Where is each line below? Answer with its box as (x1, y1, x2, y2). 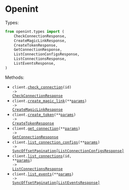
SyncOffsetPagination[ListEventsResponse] (12, 180, 100, 185)
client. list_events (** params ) (12, 171, 74, 177)
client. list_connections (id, (12, 153, 72, 159)
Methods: (5, 74, 24, 80)
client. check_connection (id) (12, 85, 72, 90)
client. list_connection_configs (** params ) (12, 140, 100, 145)
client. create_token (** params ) (12, 112, 76, 117)
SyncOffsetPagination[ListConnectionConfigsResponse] (12, 148, 124, 153)
